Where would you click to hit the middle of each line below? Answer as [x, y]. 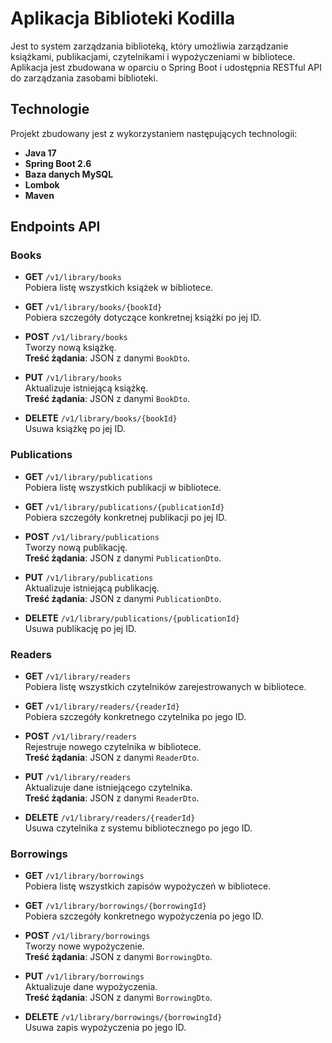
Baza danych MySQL [69, 174]
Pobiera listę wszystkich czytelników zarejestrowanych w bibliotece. [165, 687]
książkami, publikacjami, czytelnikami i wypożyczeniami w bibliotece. [153, 56]
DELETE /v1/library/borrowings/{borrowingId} [123, 1017]
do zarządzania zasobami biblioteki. [84, 78]
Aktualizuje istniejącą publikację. [92, 588]
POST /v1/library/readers [81, 736]
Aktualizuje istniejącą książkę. [86, 388]
